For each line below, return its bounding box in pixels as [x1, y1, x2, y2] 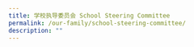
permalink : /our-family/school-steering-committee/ [8, 19, 186, 27]
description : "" [8, 26, 63, 34]
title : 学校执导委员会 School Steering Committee [8, 11, 171, 20]
